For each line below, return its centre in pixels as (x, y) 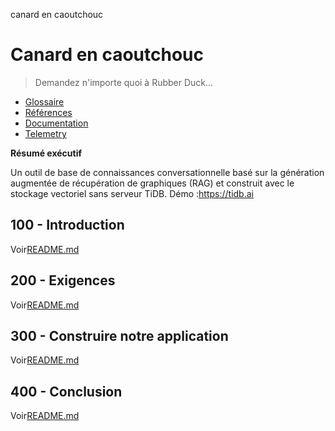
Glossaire (44, 101)
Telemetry (45, 133)
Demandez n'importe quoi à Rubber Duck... (124, 82)
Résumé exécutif (46, 153)
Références (48, 112)
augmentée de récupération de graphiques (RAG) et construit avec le (152, 183)
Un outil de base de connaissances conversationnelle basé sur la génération (167, 172)
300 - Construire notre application (119, 335)
